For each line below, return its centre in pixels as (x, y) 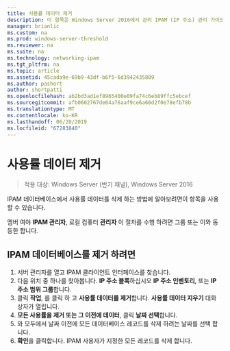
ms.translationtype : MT (41, 109)
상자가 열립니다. (38, 306)
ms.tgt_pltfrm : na (33, 64)
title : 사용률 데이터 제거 (40, 13)
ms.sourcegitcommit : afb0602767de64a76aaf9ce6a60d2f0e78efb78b (99, 103)
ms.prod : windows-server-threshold (58, 39)
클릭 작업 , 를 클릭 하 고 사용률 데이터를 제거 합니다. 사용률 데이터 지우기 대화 (117, 298)
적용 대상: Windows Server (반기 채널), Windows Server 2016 (108, 184)
